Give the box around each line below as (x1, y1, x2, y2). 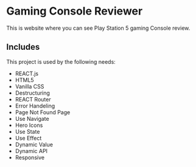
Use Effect (15, 134, 42, 141)
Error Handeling (15, 102, 55, 109)
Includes (6, 42, 40, 52)
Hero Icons (15, 121, 43, 129)
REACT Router (15, 95, 51, 103)
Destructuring (15, 89, 51, 97)
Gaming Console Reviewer (6, 4, 143, 18)
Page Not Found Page (15, 108, 71, 116)
